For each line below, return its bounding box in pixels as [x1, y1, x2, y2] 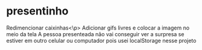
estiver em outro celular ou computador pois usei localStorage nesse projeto [6, 37, 197, 44]
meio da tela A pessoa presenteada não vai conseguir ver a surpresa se [6, 30, 185, 37]
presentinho [6, 4, 69, 18]
